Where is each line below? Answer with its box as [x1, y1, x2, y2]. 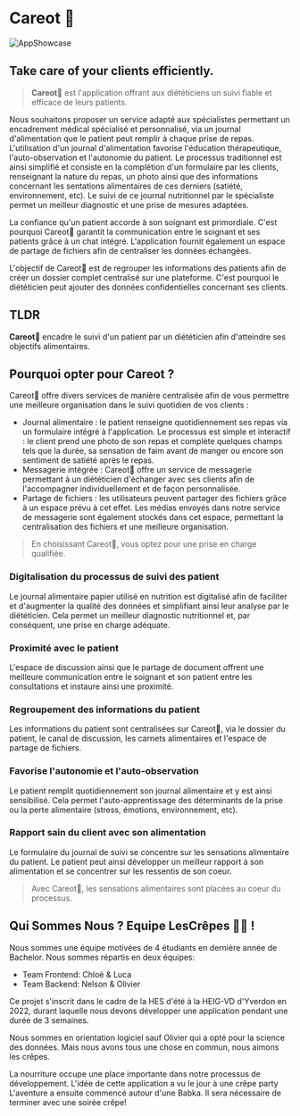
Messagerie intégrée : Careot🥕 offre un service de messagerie [21, 465, 253, 475]
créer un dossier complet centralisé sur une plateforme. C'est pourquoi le [9, 272, 279, 282]
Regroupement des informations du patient [9, 703, 201, 716]
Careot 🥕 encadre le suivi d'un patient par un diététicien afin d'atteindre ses [9, 331, 287, 342]
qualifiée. [30, 549, 66, 559]
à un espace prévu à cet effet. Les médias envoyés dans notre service [21, 502, 281, 513]
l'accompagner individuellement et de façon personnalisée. [21, 483, 241, 494]
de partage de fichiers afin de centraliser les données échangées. [9, 245, 252, 256]
